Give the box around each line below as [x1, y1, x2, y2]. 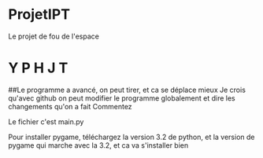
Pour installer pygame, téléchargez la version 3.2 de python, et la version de [8, 132, 255, 141]
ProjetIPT [8, 6, 71, 24]
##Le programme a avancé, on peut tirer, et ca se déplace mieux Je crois [8, 85, 246, 94]
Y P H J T [8, 59, 69, 77]
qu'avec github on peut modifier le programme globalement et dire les [8, 93, 235, 103]
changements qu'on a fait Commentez [8, 101, 132, 111]
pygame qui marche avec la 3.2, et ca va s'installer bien [8, 140, 189, 150]
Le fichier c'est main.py [8, 116, 84, 127]
